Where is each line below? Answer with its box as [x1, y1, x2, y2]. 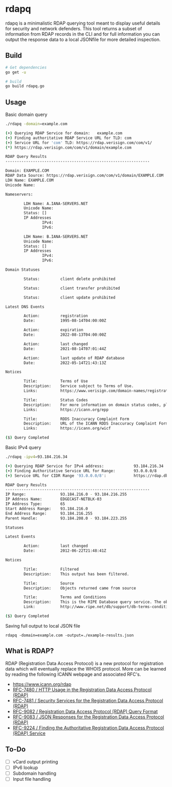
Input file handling [12, 776, 51, 782]
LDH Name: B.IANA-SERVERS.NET [24, 234, 88, 239]
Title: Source [24, 580, 74, 586]
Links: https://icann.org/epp [24, 407, 109, 412]
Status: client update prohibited [24, 295, 116, 300]
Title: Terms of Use [24, 379, 88, 384]
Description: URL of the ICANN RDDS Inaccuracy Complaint [24, 421, 157, 426]
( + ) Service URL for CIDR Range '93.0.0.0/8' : [5, 473, 106, 478]
